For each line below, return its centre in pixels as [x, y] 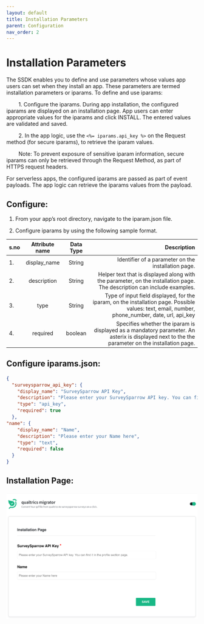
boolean [76, 333]
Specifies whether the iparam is [156, 324]
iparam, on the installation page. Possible [144, 302]
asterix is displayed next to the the [152, 336]
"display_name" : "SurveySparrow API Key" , [72, 391]
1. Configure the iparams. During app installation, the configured [98, 105]
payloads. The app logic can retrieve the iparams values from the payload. [99, 185]
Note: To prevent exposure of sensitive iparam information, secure [101, 154]
